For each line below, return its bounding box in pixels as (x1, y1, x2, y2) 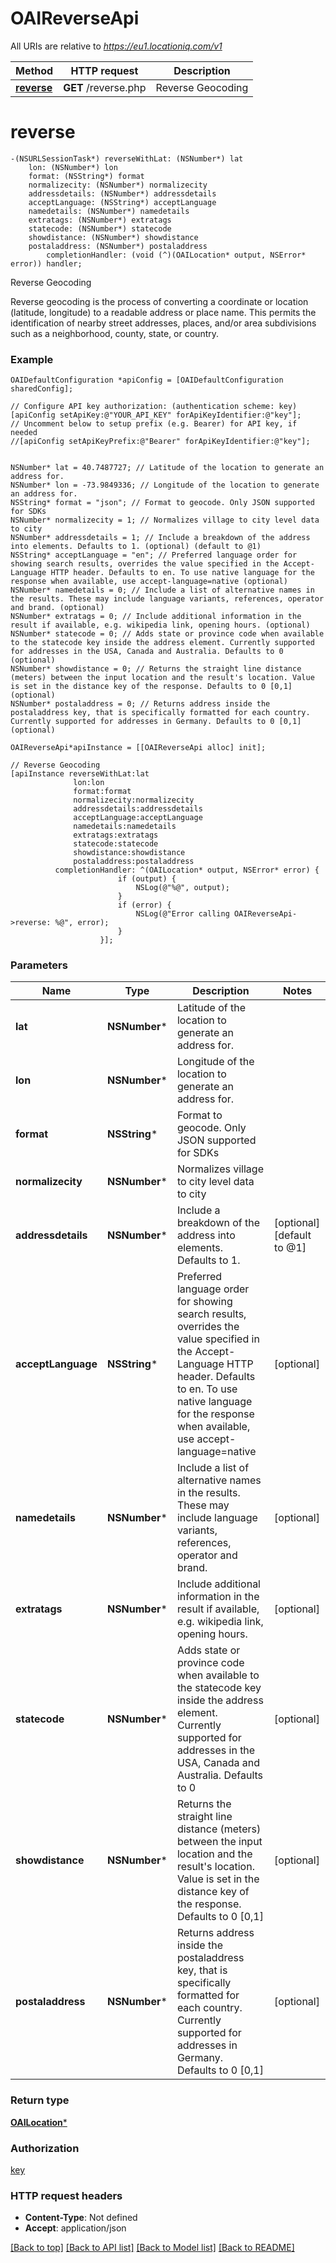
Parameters (10, 958, 68, 972)
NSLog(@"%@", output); (135, 883, 230, 893)
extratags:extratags (73, 830, 159, 841)
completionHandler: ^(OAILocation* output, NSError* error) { (54, 865, 320, 876)
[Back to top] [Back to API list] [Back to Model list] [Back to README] (10, 2242, 295, 2254)
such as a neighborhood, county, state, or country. (10, 327, 220, 339)
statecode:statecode (73, 839, 159, 849)
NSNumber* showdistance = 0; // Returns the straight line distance (10, 664, 302, 674)
